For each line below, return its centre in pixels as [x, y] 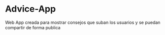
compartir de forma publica [33, 27]
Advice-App [31, 9]
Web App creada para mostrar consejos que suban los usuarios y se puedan [83, 22]
